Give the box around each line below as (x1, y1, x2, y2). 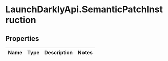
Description (44, 49, 73, 56)
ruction (5, 14, 36, 26)
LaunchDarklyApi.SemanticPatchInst (5, 4, 163, 15)
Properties (5, 34, 39, 43)
